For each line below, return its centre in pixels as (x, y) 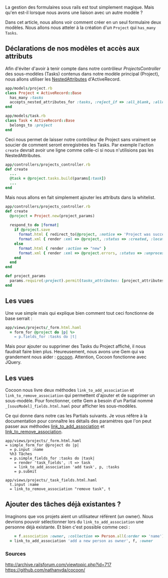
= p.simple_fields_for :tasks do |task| (52, 458)
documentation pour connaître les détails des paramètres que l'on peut (78, 421)
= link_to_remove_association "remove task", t (60, 489)
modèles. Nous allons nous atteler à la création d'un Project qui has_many (80, 28)
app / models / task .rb (25, 116)
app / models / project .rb (29, 88)
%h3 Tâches (21, 454)
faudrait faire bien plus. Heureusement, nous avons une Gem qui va (74, 352)
